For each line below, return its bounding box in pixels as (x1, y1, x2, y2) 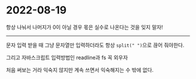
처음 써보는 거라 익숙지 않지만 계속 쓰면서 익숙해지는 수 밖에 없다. (6, 66, 154, 73)
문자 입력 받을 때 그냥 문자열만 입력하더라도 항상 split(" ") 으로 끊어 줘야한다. (6, 42, 185, 49)
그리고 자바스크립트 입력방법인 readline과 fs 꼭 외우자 (6, 54, 128, 61)
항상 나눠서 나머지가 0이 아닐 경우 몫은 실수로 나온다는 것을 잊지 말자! (6, 23, 163, 30)
